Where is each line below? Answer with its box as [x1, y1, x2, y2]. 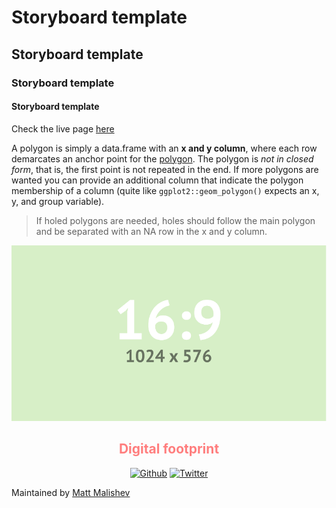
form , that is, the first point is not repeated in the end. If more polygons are [11, 163, 319, 175]
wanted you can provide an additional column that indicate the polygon [11, 174, 304, 186]
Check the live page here [11, 122, 115, 135]
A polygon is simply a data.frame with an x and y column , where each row [11, 142, 318, 154]
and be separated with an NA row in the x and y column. [35, 225, 268, 237]
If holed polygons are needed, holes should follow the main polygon [35, 214, 316, 226]
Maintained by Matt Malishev [11, 486, 131, 498]
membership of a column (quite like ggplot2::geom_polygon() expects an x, [11, 184, 320, 196]
